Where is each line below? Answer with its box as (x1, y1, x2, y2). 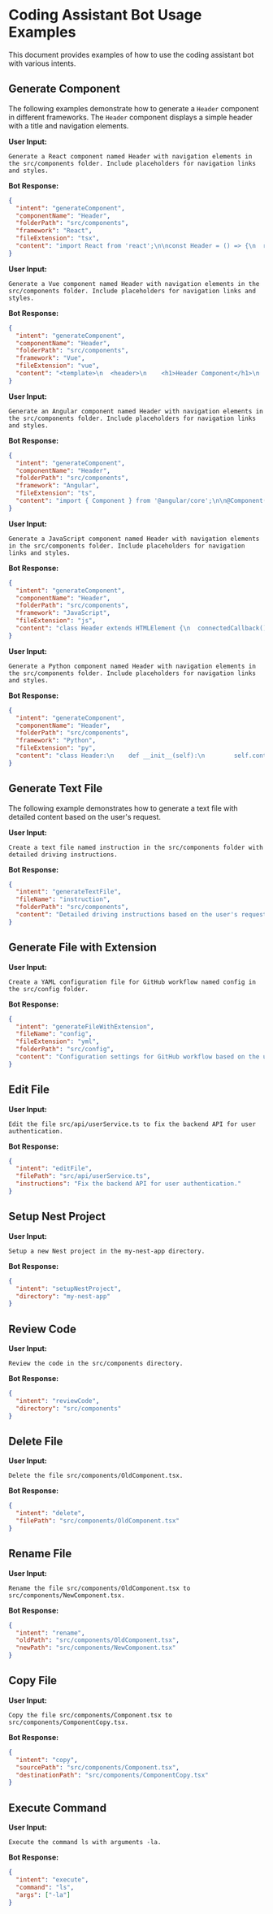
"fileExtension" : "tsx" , (15, 234, 100, 243)
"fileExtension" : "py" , (15, 744, 96, 752)
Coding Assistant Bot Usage (8, 6, 202, 24)
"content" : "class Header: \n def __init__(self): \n (15, 751, 206, 760)
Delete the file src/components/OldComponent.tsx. (8, 1472, 184, 1480)
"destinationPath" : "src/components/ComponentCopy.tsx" (15, 1771, 209, 1779)
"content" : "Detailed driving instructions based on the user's (15, 911, 238, 919)
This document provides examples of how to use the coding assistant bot (8, 50, 254, 59)
